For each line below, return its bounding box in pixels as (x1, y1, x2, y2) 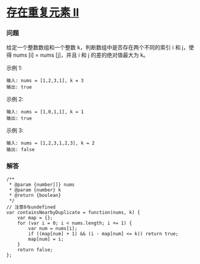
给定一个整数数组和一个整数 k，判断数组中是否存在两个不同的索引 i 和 (6, 44, 181, 51)
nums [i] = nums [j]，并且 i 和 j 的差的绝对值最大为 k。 (13, 51, 149, 59)
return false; (17, 246, 53, 253)
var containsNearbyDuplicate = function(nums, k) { (6, 209, 140, 215)
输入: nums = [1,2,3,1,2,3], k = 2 (6, 140, 95, 146)
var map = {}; (17, 215, 53, 221)
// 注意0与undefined (6, 204, 56, 210)
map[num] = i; (28, 236, 64, 242)
